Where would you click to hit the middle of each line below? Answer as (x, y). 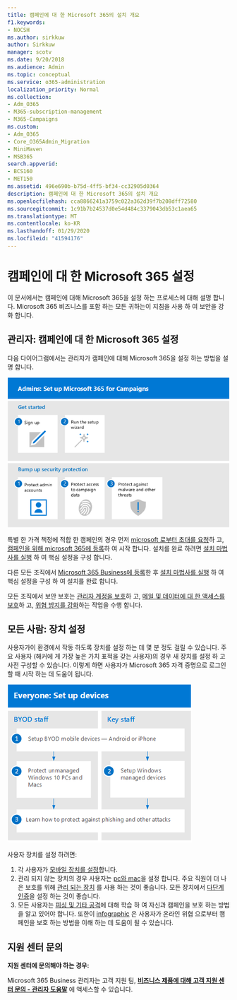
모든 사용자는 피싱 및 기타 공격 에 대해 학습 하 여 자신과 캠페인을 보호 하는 (117, 905)
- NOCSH (19, 30)
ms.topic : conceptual (39, 74)
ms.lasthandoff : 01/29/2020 (49, 231)
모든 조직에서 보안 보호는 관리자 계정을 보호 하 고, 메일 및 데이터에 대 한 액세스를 (116, 596)
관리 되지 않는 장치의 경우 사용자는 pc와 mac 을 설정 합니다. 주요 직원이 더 (119, 878)
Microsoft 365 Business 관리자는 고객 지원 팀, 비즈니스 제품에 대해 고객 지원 (112, 981)
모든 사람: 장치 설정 (47, 629)
